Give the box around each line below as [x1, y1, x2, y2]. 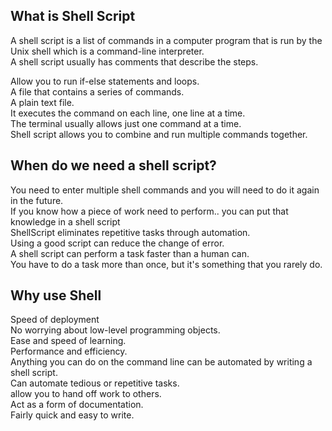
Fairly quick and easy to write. [10, 409, 135, 421]
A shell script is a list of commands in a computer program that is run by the [10, 34, 323, 46]
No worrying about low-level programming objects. [10, 324, 221, 336]
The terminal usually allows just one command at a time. [10, 117, 242, 129]
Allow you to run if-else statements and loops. [10, 75, 200, 87]
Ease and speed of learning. [10, 335, 127, 347]
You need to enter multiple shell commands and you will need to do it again [10, 184, 320, 196]
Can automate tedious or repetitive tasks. [10, 377, 180, 389]
